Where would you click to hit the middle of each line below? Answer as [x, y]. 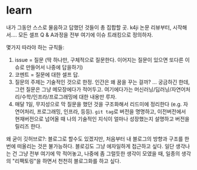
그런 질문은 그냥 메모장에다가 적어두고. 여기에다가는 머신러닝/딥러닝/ [93, 89]
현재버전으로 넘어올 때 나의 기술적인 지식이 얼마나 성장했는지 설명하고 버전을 [102, 119]
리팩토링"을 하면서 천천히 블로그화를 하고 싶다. [68, 161]
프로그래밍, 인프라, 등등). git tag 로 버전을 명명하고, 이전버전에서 [111, 111]
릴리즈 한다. [28, 126]
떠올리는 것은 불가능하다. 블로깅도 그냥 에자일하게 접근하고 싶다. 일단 [96, 146]
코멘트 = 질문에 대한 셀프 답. [47, 74]
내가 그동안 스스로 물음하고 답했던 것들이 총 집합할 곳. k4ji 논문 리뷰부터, [89, 27]
